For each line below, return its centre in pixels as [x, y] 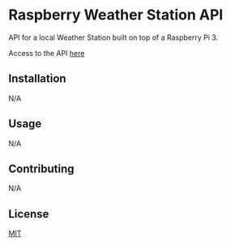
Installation [37, 79]
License [29, 214]
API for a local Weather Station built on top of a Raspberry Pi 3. [113, 37]
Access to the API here [47, 53]
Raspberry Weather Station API [116, 15]
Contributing [41, 168]
